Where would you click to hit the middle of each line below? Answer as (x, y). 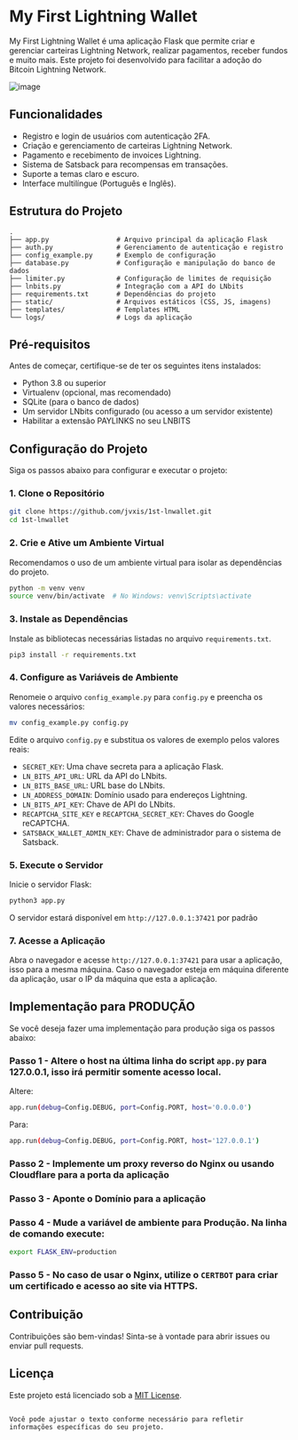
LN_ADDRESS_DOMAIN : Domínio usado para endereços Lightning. (135, 794)
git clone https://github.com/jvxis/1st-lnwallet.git (111, 512)
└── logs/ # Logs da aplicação (101, 318)
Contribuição (47, 1315)
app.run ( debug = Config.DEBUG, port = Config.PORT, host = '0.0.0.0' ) (130, 1108)
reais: (20, 749)
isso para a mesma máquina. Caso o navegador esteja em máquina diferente (149, 969)
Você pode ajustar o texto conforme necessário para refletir (126, 1419)
